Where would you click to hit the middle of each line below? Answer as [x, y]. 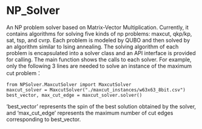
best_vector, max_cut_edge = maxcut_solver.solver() [74, 95]
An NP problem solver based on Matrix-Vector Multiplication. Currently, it [98, 27]
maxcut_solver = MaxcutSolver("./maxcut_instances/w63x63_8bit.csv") [96, 90]
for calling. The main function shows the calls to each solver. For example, [99, 59]
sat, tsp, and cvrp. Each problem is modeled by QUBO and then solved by [98, 40]
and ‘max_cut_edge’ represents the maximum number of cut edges [90, 113]
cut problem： [24, 73]
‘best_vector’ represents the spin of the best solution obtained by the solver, [101, 106]
